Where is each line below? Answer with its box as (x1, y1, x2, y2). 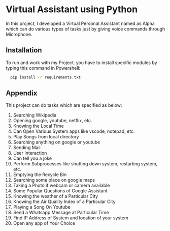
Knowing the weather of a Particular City (13, 193, 98, 199)
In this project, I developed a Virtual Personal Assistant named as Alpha (6, 20, 155, 26)
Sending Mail (13, 145, 41, 151)
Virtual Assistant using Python (6, 4, 138, 15)
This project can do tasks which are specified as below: (6, 102, 122, 108)
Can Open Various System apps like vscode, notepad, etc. (13, 128, 135, 134)
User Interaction (13, 150, 47, 156)
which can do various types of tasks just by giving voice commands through (6, 25, 165, 32)
